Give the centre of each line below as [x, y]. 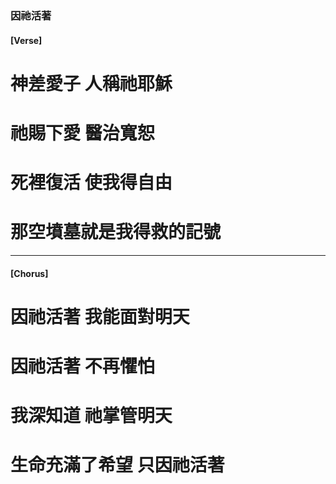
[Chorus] [29, 273]
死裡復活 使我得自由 [91, 183]
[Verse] [26, 40]
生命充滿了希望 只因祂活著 [117, 465]
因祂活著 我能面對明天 [100, 316]
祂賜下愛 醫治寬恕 [82, 133]
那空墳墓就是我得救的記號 [116, 232]
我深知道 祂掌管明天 [91, 416]
